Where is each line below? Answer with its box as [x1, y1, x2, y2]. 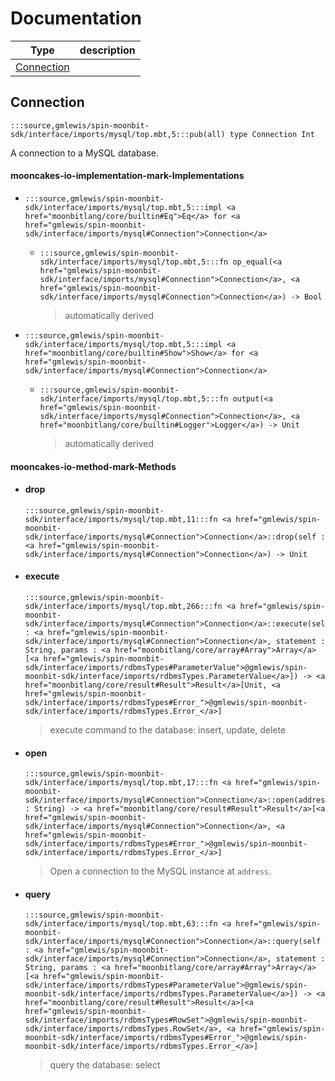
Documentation [10, 7, 143, 30]
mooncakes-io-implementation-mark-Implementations [10, 170, 245, 182]
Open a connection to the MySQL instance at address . [49, 865, 272, 877]
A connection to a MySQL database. [10, 147, 160, 159]
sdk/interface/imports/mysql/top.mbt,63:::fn [24, 919, 218, 929]
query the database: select [49, 1059, 161, 1071]
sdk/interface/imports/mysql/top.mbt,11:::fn [24, 514, 218, 524]
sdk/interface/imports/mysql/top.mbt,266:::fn [24, 601, 223, 611]
